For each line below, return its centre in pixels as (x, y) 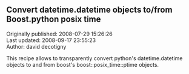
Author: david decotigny (36, 46)
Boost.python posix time (54, 20)
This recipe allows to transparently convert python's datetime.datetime (94, 58)
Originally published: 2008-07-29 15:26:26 (60, 34)
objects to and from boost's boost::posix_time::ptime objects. (83, 64)
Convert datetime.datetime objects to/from (89, 10)
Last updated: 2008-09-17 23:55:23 (51, 40)
